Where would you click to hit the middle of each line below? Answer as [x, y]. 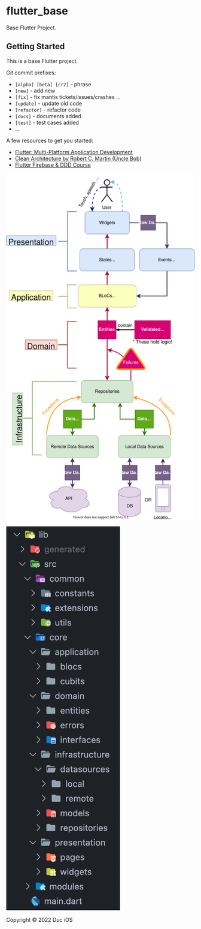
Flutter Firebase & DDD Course [53, 165]
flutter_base [37, 11]
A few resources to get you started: [50, 140]
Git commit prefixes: [31, 73]
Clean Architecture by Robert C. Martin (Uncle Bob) [78, 158]
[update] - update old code [48, 103]
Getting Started [36, 46]
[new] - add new [35, 91]
